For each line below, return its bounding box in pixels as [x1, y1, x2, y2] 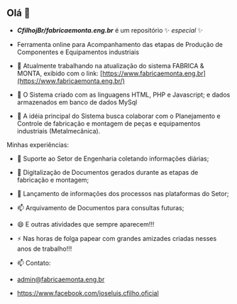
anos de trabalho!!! [16, 244, 72, 253]
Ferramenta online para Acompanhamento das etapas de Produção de [16, 40, 223, 48]
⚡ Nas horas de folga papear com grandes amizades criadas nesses [16, 234, 217, 242]
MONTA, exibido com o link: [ [16, 69, 103, 77]
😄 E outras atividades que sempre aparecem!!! [16, 219, 155, 228]
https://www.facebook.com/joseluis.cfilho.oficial [16, 288, 159, 297]
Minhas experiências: [6, 140, 69, 149]
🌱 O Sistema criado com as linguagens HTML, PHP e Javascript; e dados [16, 90, 231, 99]
